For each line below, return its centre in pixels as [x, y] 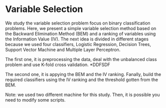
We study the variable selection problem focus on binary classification [78, 23]
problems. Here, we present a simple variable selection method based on [81, 28]
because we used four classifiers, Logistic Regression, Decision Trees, [78, 44]
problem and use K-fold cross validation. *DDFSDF [58, 64]
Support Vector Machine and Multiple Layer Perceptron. [63, 49]
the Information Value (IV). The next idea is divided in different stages [77, 39]
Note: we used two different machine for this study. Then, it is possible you [83, 94]
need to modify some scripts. [36, 100]
